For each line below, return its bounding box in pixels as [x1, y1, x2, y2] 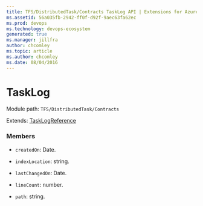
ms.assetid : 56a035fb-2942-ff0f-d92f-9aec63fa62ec [6, 14, 137, 21]
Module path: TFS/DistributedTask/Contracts [6, 105, 120, 112]
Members [6, 132, 35, 141]
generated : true [6, 31, 47, 37]
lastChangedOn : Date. [14, 169, 67, 176]
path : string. [14, 193, 45, 200]
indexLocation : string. [14, 158, 69, 165]
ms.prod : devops [6, 20, 47, 26]
